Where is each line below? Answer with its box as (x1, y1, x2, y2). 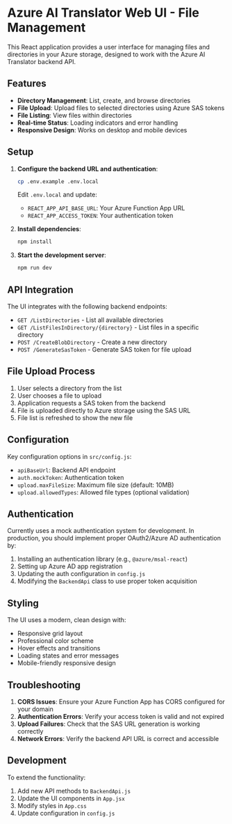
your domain (17, 705, 54, 713)
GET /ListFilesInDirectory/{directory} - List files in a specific (17, 323, 199, 332)
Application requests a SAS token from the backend (17, 398, 165, 407)
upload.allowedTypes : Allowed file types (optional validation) (17, 488, 190, 496)
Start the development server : (17, 251, 106, 259)
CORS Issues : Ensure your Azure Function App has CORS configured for (17, 698, 226, 706)
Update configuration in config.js (17, 809, 115, 817)
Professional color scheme (17, 637, 94, 645)
